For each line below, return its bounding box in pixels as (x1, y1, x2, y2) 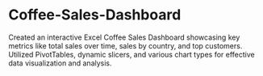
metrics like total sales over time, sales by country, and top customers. (8, 40, 243, 50)
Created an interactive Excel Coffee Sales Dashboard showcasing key (8, 32, 240, 42)
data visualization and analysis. (8, 58, 112, 68)
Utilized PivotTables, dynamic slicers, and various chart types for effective (8, 49, 256, 59)
